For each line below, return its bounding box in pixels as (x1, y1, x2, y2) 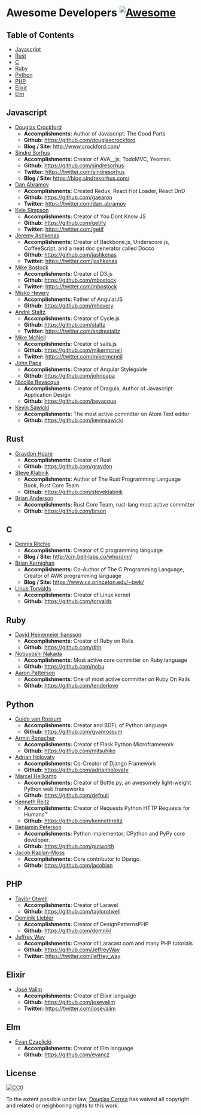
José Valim (14, 986, 42, 993)
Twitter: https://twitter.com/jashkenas (23, 257, 118, 264)
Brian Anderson (14, 495, 54, 502)
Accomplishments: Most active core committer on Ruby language (23, 656, 187, 664)
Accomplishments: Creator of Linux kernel (23, 591, 130, 599)
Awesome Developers (6, 6, 118, 20)
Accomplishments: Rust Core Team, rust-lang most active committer (23, 501, 195, 508)
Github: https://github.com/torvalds (23, 598, 112, 605)
